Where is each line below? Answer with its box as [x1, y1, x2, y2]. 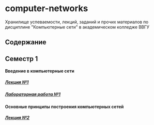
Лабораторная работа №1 [5, 92, 61, 97]
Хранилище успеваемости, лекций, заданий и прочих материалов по [5, 19, 149, 25]
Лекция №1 [5, 79, 29, 85]
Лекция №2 [5, 115, 30, 121]
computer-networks [5, 3, 88, 14]
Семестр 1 [5, 54, 38, 63]
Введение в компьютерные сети [5, 68, 75, 74]
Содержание [5, 38, 47, 47]
